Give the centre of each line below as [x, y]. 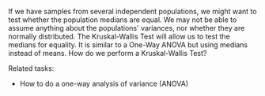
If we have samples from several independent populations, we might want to [132, 11]
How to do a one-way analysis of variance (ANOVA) [104, 83]
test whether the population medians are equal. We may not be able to [123, 20]
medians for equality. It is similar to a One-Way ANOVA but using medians [128, 45]
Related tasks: [31, 68]
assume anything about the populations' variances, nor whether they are [127, 28]
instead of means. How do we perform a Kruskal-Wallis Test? [108, 53]
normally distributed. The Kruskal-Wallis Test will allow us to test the [119, 36]
